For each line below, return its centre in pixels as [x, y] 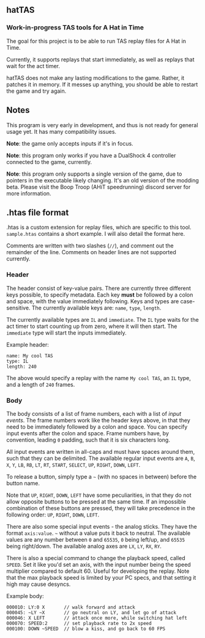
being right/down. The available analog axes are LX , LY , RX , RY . [84, 546]
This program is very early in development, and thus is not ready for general [102, 125]
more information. [29, 193]
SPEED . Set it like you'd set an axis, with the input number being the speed [99, 564]
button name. [23, 483]
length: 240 [21, 367]
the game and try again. [36, 91]
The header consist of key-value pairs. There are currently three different [99, 288]
